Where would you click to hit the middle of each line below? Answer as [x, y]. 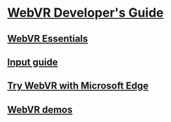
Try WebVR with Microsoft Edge [78, 86]
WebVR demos [40, 109]
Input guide [32, 62]
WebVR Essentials [48, 39]
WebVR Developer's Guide [85, 13]
